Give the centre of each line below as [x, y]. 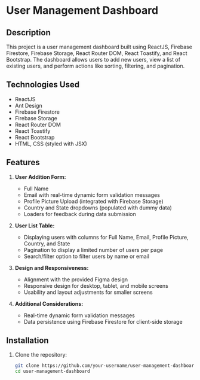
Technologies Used [43, 85]
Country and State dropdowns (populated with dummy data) [98, 208]
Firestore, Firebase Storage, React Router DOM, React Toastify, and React [97, 53]
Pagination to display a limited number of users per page [93, 250]
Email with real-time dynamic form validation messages [92, 194]
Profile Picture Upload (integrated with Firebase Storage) [94, 201]
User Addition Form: [41, 177]
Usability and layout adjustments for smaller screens [88, 292]
